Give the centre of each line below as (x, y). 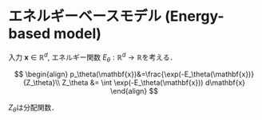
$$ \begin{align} (42, 74)
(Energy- (195, 16)
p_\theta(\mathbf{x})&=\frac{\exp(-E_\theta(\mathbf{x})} (162, 74)
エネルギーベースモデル (85, 16)
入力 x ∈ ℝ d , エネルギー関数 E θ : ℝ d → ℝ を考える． (93, 57)
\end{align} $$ (134, 91)
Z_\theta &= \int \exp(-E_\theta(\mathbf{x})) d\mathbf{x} (154, 83)
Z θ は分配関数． (34, 108)
